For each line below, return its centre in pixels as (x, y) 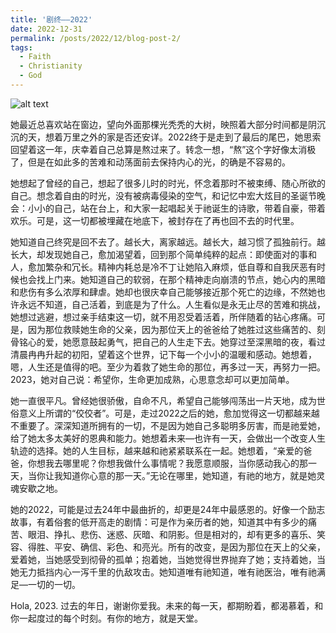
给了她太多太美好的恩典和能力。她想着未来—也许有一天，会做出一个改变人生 (168, 438)
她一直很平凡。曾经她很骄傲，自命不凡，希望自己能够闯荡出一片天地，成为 (163, 400)
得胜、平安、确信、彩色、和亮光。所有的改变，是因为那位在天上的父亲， (176, 547)
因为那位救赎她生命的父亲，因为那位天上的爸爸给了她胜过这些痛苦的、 (172, 329)
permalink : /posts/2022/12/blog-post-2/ (96, 38)
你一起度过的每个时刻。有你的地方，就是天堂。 (106, 618)
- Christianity (51, 66)
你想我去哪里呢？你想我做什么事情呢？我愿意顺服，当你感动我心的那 (167, 463)
